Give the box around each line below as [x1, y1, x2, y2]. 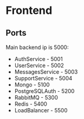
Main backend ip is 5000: [5, 43, 69, 51]
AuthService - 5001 [14, 56, 63, 62]
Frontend [5, 4, 53, 18]
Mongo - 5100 [14, 81, 50, 88]
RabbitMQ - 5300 [14, 94, 58, 101]
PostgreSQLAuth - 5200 [14, 88, 75, 94]
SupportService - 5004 [14, 75, 73, 82]
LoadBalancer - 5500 [14, 107, 68, 114]
